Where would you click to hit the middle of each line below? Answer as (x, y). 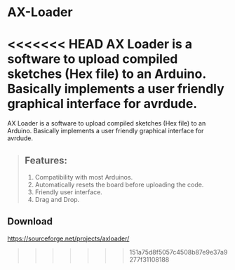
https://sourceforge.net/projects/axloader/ (68, 238)
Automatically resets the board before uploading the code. (119, 184)
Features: (46, 160)
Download (30, 222)
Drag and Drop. (57, 199)
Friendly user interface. (69, 192)
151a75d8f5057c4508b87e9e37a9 (179, 252)
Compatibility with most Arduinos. (84, 177)
